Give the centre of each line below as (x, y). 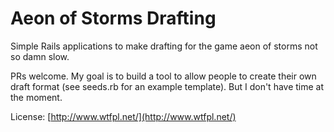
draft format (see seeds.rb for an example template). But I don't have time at (167, 86)
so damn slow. (40, 56)
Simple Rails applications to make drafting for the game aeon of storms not (164, 46)
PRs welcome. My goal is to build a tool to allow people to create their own (163, 76)
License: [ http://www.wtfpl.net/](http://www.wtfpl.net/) (123, 116)
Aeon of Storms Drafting (113, 18)
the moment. (36, 97)
